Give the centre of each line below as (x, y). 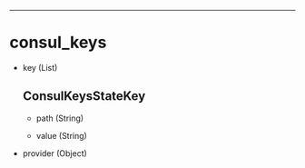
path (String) (60, 118)
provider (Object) (55, 153)
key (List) (40, 67)
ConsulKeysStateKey (84, 96)
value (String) (62, 135)
